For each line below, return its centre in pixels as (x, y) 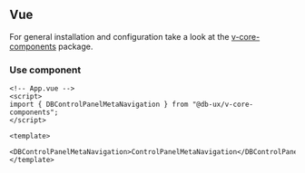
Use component (45, 70)
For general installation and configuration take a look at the (119, 36)
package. (76, 46)
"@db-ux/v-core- (223, 105)
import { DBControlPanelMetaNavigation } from (99, 105)
